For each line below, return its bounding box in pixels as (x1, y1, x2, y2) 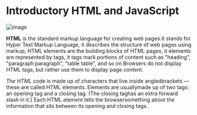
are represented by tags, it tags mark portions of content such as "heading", (6, 53, 191, 60)
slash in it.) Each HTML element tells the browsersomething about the (6, 96, 175, 103)
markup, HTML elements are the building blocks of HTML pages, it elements (6, 47, 191, 54)
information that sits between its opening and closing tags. (6, 102, 148, 109)
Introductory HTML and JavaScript (6, 4, 179, 18)
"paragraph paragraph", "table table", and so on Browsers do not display (6, 60, 182, 67)
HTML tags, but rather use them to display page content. (6, 66, 144, 73)
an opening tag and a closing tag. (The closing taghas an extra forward (6, 90, 178, 97)
